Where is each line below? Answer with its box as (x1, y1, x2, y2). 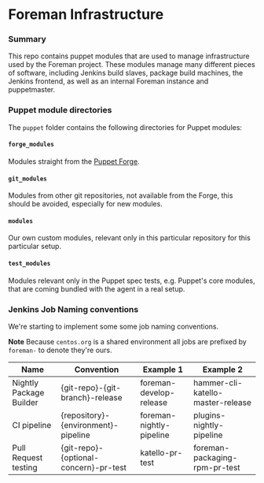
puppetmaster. (8, 85, 56, 95)
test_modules (8, 259, 51, 267)
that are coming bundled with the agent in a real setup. (8, 284, 185, 293)
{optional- (60, 451, 100, 463)
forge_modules (8, 140, 55, 149)
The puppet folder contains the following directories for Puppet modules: (8, 122, 242, 132)
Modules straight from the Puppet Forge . (8, 156, 140, 166)
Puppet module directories (8, 105, 112, 116)
